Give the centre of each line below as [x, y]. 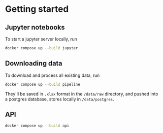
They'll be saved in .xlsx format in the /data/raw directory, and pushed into [82, 94]
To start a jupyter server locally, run [41, 39]
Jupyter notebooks [35, 27]
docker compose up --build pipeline [43, 84]
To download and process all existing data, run [52, 75]
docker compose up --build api [37, 126]
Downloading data [34, 63]
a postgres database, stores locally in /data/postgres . [60, 99]
